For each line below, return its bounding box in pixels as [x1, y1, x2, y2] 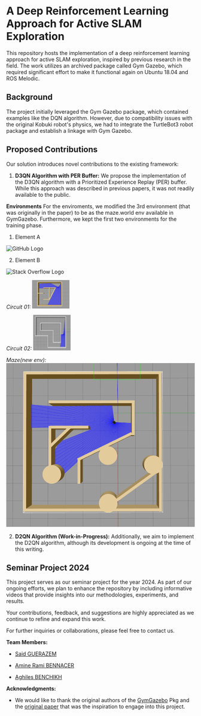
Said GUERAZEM [14, 650, 57, 657]
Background [6, 92, 53, 102]
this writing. [14, 546, 44, 553]
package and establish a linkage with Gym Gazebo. [6, 127, 133, 134]
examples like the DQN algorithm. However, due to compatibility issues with [6, 114, 193, 121]
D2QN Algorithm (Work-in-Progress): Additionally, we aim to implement [14, 532, 194, 540]
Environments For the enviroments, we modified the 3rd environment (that [6, 202, 190, 210]
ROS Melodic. [6, 75, 40, 82]
